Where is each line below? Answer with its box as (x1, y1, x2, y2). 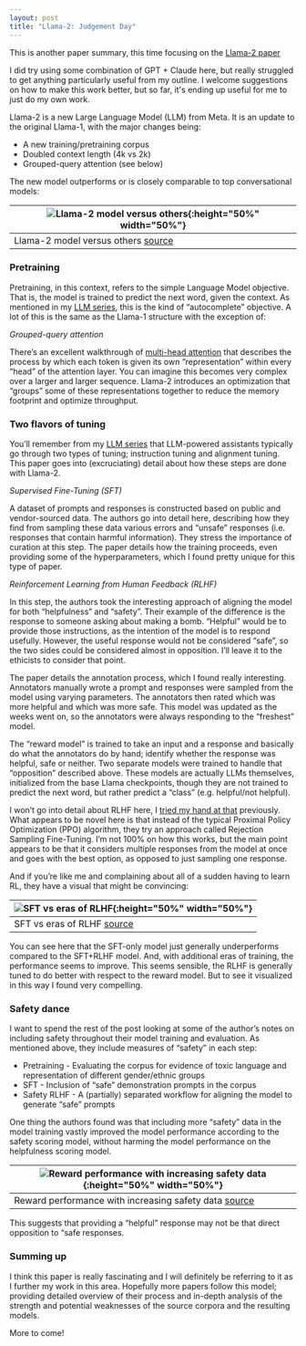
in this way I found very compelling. (9, 980, 143, 991)
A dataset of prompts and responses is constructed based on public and (9, 503, 281, 514)
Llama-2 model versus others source (14, 234, 174, 246)
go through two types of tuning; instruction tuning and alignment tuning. (9, 448, 280, 459)
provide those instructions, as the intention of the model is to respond (9, 626, 270, 637)
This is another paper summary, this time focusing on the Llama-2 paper (9, 47, 280, 57)
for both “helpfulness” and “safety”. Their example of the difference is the (9, 606, 286, 617)
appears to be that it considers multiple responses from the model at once (9, 843, 288, 854)
